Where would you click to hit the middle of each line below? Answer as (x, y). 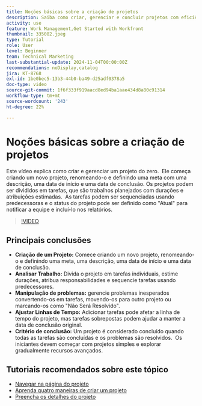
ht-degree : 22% (25, 107)
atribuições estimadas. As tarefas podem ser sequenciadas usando (90, 197)
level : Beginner (26, 51)
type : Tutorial (25, 40)
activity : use (24, 23)
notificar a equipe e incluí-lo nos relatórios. (60, 210)
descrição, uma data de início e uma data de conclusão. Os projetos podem (100, 184)
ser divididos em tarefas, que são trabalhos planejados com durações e (95, 191)
